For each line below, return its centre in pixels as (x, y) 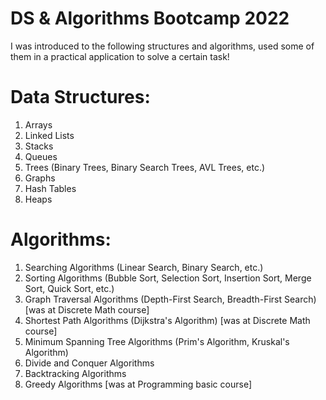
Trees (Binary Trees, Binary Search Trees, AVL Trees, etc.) (145, 167)
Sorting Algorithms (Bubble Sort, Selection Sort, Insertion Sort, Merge (168, 278)
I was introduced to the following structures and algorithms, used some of (162, 46)
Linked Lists (49, 135)
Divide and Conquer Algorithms (89, 363)
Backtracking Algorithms (75, 373)
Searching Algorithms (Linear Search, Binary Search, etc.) (144, 267)
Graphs (40, 178)
